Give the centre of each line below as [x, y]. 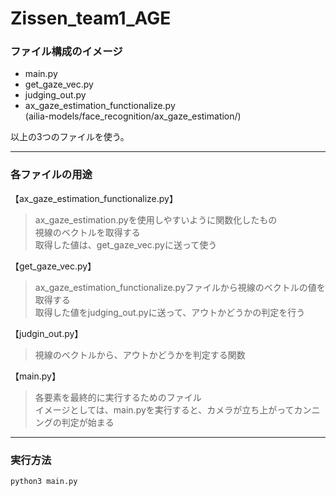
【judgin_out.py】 [47, 333]
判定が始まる [88, 422]
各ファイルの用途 [51, 175]
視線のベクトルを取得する [87, 232]
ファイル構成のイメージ [66, 52]
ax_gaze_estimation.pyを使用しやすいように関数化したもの [156, 219]
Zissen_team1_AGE [91, 18]
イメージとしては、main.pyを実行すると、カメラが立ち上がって [164, 409]
